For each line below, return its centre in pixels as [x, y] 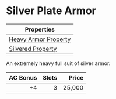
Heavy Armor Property [40, 39]
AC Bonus [23, 77]
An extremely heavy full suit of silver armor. [58, 63]
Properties [40, 29]
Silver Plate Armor [51, 11]
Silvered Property [33, 49]
